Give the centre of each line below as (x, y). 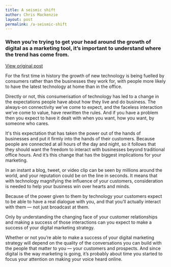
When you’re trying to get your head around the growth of (78, 42)
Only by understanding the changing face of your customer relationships (81, 217)
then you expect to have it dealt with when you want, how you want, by (80, 118)
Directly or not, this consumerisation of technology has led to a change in (82, 96)
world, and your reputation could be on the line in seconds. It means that (81, 175)
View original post (24, 66)
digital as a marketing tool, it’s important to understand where (83, 48)
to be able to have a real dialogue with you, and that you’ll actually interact (83, 201)
